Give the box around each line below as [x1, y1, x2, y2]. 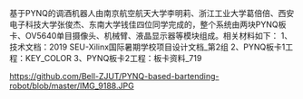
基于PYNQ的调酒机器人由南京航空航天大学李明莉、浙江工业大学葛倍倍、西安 [9, 8, 295, 18]
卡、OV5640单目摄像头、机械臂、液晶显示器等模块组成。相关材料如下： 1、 [9, 31, 293, 40]
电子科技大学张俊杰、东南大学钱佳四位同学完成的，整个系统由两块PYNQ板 [9, 19, 287, 30]
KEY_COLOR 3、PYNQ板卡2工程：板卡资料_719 [24, 53, 202, 63]
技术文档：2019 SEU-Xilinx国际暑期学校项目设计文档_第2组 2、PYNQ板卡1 [9, 41, 286, 52]
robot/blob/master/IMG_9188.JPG [9, 80, 134, 91]
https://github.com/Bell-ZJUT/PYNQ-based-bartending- [9, 71, 220, 81]
